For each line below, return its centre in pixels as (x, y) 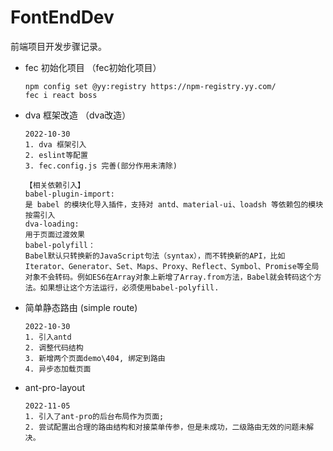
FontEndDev (62, 17)
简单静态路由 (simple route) (81, 307)
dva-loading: (52, 224)
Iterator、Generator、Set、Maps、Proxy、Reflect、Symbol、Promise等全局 (172, 266)
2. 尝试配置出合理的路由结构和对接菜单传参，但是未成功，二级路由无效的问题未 (165, 427)
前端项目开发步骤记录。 (58, 46)
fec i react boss (61, 95)
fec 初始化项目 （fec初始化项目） (93, 67)
